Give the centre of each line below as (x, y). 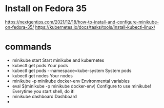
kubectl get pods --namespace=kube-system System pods (72, 71)
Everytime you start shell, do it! (43, 91)
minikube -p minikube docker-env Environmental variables (71, 81)
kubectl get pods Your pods (40, 65)
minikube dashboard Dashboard (44, 96)
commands (28, 47)
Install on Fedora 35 (46, 9)
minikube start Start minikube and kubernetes (58, 60)
